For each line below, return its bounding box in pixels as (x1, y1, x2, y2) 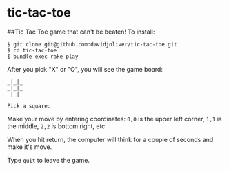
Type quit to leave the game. (7, 156, 90, 164)
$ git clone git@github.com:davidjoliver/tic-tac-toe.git (7, 41, 177, 48)
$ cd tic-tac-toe (7, 47, 57, 54)
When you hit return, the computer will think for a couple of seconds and (7, 135, 214, 143)
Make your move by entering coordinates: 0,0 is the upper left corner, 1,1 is (7, 114, 222, 123)
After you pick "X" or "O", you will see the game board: (7, 65, 163, 73)
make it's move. (7, 143, 52, 151)
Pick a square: (7, 102, 51, 110)
